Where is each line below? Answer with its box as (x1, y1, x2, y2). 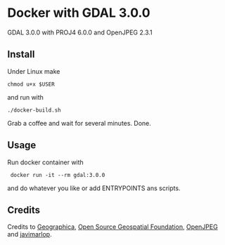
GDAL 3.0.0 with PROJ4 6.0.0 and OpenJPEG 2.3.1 (7, 28, 153, 37)
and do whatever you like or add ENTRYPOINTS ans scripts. (7, 184, 181, 192)
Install (7, 48, 35, 60)
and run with (7, 93, 44, 101)
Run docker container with (7, 158, 84, 166)
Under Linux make (7, 67, 60, 75)
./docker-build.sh (7, 107, 61, 114)
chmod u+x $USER (7, 81, 55, 88)
